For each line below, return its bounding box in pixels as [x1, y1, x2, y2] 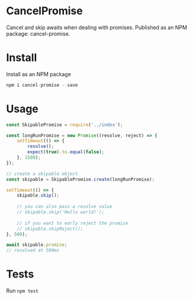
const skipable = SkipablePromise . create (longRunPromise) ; [6, 176, 155, 182]
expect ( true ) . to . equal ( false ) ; [27, 149, 105, 155]
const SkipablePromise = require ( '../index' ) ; [6, 122, 123, 128]
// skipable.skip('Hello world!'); [17, 209, 105, 215]
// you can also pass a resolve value [17, 204, 112, 210]
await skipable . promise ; [6, 242, 67, 248]
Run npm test [6, 287, 38, 295]
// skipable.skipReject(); [17, 226, 83, 232]
